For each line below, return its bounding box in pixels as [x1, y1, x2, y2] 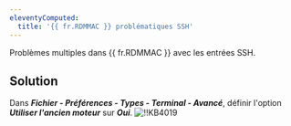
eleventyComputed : [9, 13, 79, 23]
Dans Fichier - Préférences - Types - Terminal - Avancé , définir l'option [9, 98, 282, 109]
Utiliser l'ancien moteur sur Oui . [9, 107, 133, 119]
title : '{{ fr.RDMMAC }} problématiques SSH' [17, 22, 194, 31]
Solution [9, 73, 58, 89]
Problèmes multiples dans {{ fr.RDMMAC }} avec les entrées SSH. [9, 47, 256, 58]
